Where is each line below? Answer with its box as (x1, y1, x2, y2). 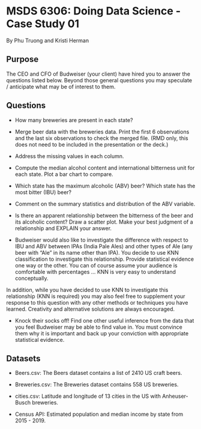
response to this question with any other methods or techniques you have (6, 299, 188, 306)
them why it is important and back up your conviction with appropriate (14, 329, 189, 337)
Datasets (6, 353, 41, 364)
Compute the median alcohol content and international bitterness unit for (14, 164, 195, 171)
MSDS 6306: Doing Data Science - (6, 4, 181, 18)
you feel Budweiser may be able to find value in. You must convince (14, 323, 183, 330)
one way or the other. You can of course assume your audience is (14, 261, 178, 269)
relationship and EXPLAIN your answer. (14, 224, 112, 232)
